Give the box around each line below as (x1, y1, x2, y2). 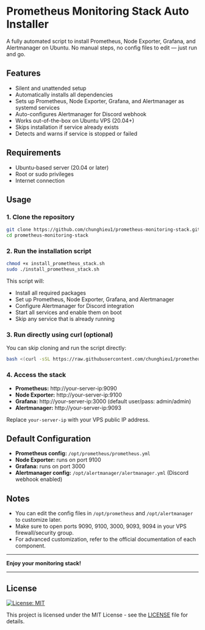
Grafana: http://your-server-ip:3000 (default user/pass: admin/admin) (15, 397, 192, 405)
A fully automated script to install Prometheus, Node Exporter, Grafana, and (6, 37, 196, 45)
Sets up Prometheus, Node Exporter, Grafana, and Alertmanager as (15, 97, 184, 104)
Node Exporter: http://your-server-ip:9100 (15, 391, 122, 398)
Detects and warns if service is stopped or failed (15, 130, 138, 137)
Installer (6, 17, 49, 31)
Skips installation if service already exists (15, 123, 119, 131)
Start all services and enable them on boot (15, 309, 122, 316)
